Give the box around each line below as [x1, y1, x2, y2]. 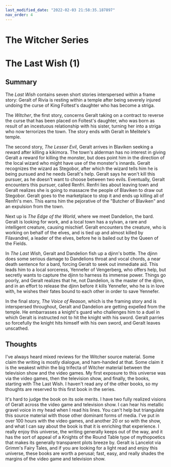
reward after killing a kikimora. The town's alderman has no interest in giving [5, 149, 166, 155]
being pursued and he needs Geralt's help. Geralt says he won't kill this [5, 170, 156, 177]
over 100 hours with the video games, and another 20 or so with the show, [5, 417, 161, 424]
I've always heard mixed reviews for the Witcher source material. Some [5, 353, 155, 360]
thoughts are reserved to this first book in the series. [5, 386, 116, 392]
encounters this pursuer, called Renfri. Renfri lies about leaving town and [5, 182, 158, 188]
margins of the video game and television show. [5, 455, 106, 462]
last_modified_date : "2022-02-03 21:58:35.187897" [5, 7, 115, 13]
